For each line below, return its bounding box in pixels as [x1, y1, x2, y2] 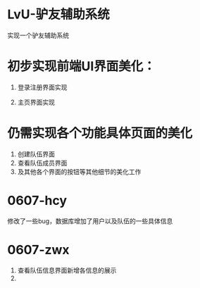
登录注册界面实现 [17, 82, 68, 92]
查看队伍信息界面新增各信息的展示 [17, 265, 117, 275]
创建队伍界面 [17, 149, 55, 158]
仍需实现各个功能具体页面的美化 [7, 125, 193, 142]
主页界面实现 [17, 98, 55, 106]
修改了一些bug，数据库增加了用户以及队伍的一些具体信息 [7, 216, 173, 225]
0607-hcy [7, 193, 68, 208]
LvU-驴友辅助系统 [7, 6, 111, 23]
